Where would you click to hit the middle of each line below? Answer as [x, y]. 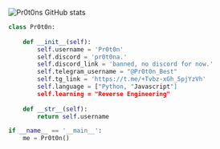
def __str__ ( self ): [55, 109]
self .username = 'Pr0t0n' [81, 49]
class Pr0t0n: [32, 27]
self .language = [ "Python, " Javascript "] [108, 87]
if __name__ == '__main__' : [55, 131]
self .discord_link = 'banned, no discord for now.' [126, 64]
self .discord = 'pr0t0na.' [82, 57]
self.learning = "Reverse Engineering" [104, 94]
